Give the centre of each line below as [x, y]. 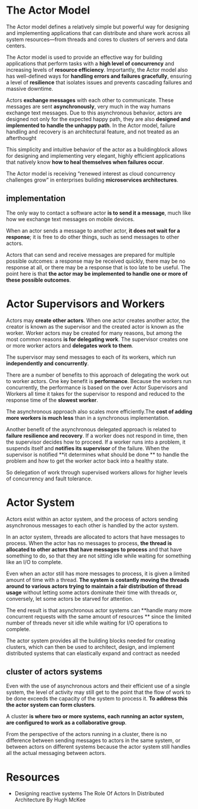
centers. [16, 46]
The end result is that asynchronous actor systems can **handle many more [99, 610]
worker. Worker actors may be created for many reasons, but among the [94, 333]
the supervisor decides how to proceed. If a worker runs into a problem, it [96, 442]
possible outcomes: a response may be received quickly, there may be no [96, 261]
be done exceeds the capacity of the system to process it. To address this [97, 699]
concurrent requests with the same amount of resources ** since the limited [99, 616]
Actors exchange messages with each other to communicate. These [90, 100]
